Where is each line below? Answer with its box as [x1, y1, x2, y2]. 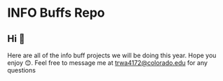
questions [7, 66, 36, 74]
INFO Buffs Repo [7, 5, 105, 21]
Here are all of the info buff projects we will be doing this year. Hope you [7, 51, 217, 59]
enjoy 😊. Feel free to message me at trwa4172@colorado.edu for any [7, 59, 208, 67]
